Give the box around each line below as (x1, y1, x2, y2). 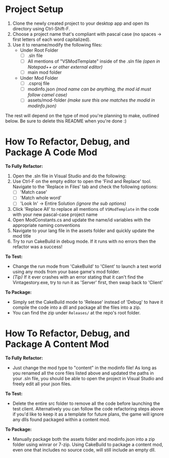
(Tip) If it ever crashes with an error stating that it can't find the (12, 274, 144, 280)
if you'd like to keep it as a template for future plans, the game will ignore (12, 411, 164, 418)
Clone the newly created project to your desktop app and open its (12, 20, 149, 26)
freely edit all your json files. (12, 381, 72, 387)
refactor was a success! (12, 244, 63, 250)
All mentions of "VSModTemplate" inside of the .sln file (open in (27, 58, 160, 64)
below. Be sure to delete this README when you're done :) (5, 118, 127, 124)
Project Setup (5, 4, 64, 15)
